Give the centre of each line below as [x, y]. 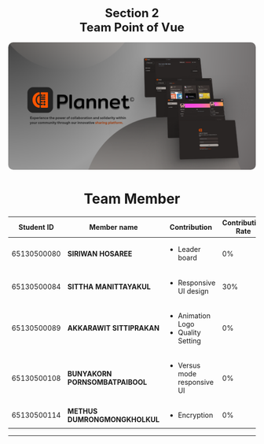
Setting [190, 340]
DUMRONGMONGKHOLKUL [113, 419]
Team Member [132, 199]
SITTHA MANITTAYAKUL [109, 287]
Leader [189, 250]
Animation [194, 316]
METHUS [82, 411]
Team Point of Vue [132, 27]
